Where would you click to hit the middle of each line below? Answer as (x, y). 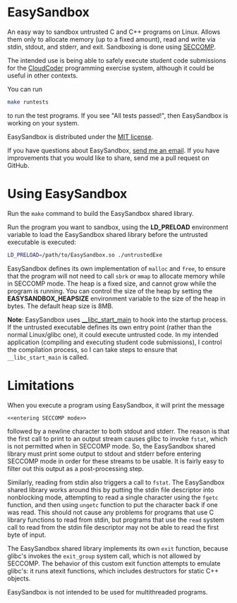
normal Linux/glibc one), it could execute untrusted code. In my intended (113, 334)
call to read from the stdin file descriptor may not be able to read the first (113, 527)
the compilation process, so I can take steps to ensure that (92, 349)
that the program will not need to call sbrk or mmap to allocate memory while (116, 276)
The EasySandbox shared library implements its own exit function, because (118, 548)
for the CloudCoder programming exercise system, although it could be (111, 68)
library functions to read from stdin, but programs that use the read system (116, 520)
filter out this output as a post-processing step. (76, 468)
